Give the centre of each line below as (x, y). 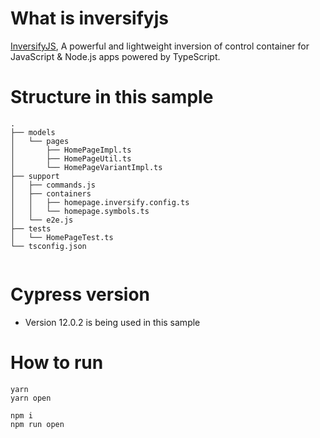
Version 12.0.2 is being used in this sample (112, 322)
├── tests (31, 228)
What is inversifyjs (89, 18)
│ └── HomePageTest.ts (62, 237)
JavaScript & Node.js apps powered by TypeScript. (115, 56)
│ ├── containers (51, 193)
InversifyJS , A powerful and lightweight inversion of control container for (160, 46)
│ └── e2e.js (42, 220)
